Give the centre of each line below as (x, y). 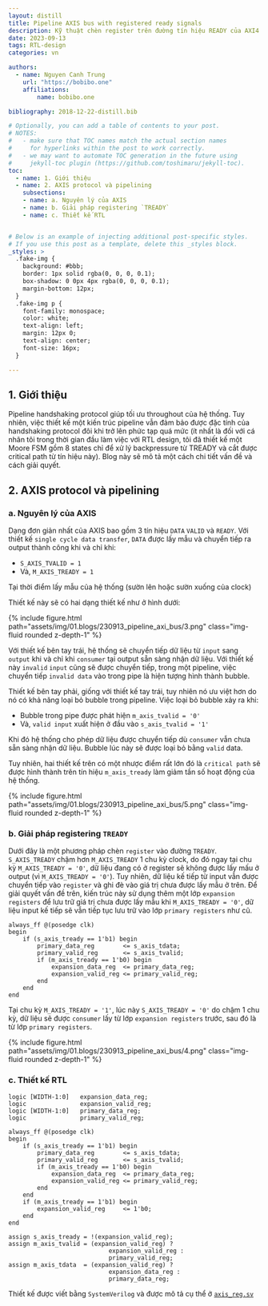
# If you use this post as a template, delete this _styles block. (123, 244)
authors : (23, 68)
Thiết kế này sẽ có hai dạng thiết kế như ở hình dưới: (94, 602)
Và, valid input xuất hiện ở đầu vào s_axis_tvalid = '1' (114, 724)
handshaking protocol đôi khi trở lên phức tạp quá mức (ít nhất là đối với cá (132, 431)
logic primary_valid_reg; (77, 1118)
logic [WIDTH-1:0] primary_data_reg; (75, 1111)
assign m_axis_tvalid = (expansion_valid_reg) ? (91, 1244)
